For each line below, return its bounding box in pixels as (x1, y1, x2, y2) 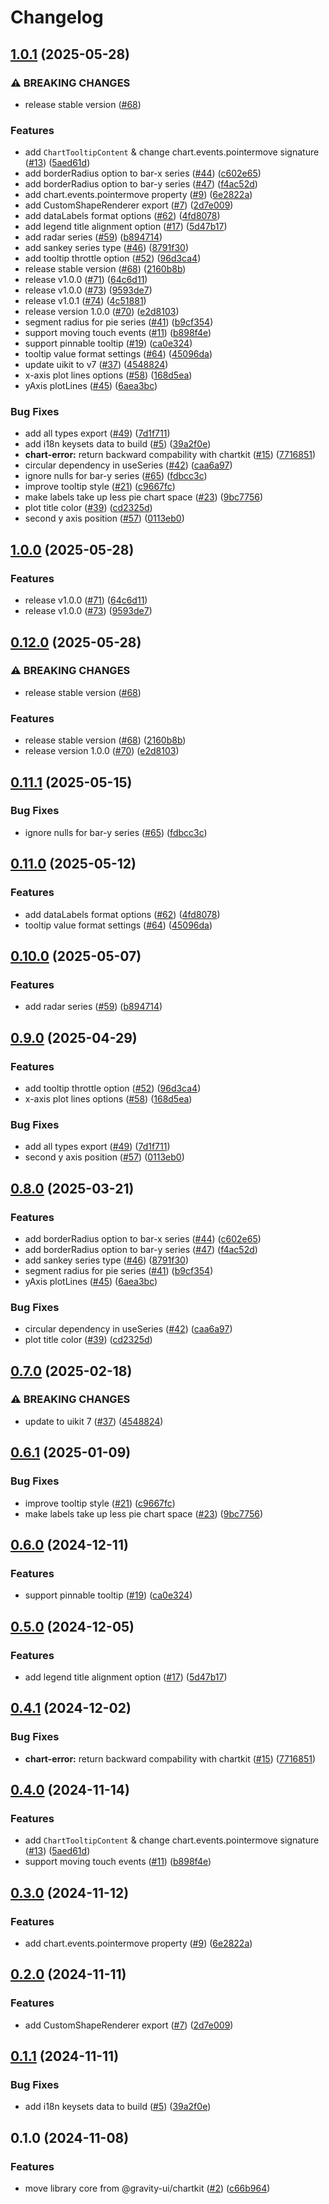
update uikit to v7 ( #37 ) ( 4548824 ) (24, 359, 169, 371)
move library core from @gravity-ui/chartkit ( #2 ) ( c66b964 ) (24, 2182, 271, 2195)
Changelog (10, 6, 104, 29)
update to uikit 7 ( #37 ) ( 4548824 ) (24, 1415, 164, 1427)
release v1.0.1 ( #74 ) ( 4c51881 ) (24, 295, 147, 307)
